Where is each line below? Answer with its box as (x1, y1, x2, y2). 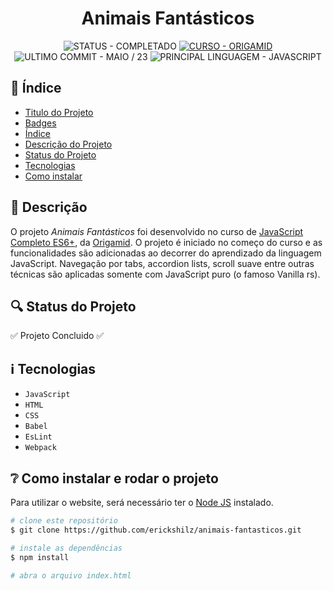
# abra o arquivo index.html (10, 570, 132, 581)
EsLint (24, 432, 53, 442)
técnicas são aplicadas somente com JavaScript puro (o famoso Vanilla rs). (10, 268, 321, 280)
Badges (24, 117, 57, 129)
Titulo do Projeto (24, 106, 94, 118)
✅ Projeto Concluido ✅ (10, 330, 105, 342)
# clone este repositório (10, 516, 118, 526)
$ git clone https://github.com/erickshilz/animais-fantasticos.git (10, 525, 302, 535)
